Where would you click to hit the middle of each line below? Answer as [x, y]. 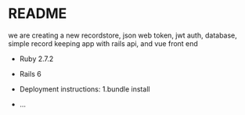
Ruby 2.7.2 [36, 59]
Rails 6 [30, 74]
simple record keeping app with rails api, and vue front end [103, 43]
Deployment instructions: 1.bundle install [85, 89]
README [38, 14]
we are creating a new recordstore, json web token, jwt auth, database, [122, 35]
